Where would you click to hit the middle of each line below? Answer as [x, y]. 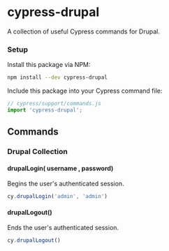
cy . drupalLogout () [34, 241]
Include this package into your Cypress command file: [85, 91]
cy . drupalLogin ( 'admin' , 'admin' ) [58, 197]
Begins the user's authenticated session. [66, 184]
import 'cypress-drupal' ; [45, 110]
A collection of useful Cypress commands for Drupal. [84, 31]
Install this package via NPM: [49, 65]
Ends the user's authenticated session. [63, 228]
